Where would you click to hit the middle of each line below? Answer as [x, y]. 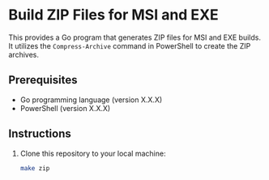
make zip [35, 168]
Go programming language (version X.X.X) [91, 100]
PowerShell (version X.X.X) [65, 108]
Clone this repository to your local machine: [93, 153]
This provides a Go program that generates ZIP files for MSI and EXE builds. [135, 37]
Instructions [40, 134]
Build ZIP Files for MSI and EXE [113, 15]
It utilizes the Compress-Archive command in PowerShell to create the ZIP [130, 45]
